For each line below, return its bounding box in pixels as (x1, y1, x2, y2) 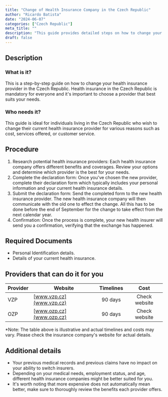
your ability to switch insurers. (12, 365, 75, 371)
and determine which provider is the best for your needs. (12, 169, 130, 175)
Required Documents (5, 237, 72, 245)
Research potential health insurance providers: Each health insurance (12, 158, 156, 164)
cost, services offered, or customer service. (5, 131, 96, 137)
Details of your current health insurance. (12, 255, 96, 261)
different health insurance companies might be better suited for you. (12, 376, 153, 382)
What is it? (5, 69, 31, 76)
